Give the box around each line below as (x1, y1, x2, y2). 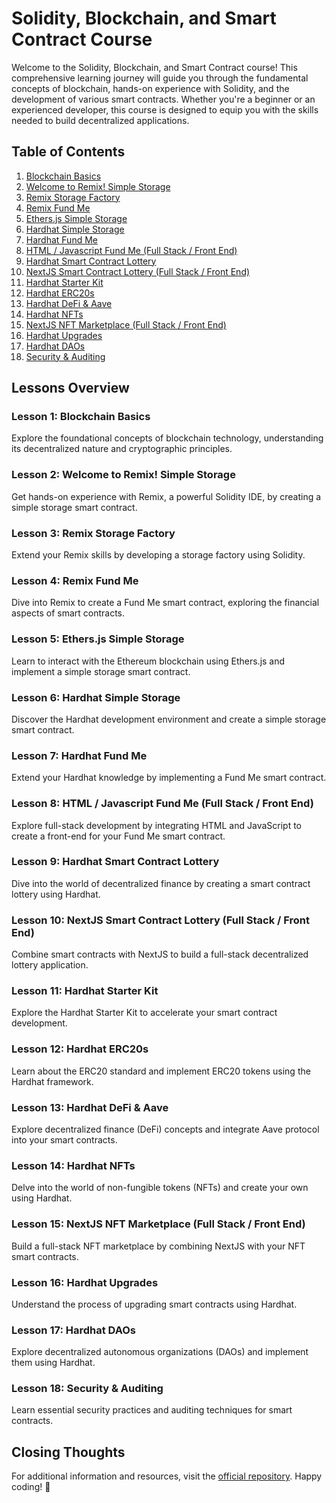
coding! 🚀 (11, 1481, 51, 1493)
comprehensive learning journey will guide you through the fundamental (11, 72, 309, 84)
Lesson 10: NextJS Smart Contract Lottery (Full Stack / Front (11, 913, 311, 927)
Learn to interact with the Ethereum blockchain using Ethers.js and (11, 655, 286, 667)
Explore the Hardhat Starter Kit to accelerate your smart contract (11, 1007, 278, 1019)
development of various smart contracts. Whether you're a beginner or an (11, 93, 316, 105)
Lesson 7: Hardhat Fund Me (11, 748, 148, 762)
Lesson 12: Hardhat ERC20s (11, 1042, 149, 1056)
